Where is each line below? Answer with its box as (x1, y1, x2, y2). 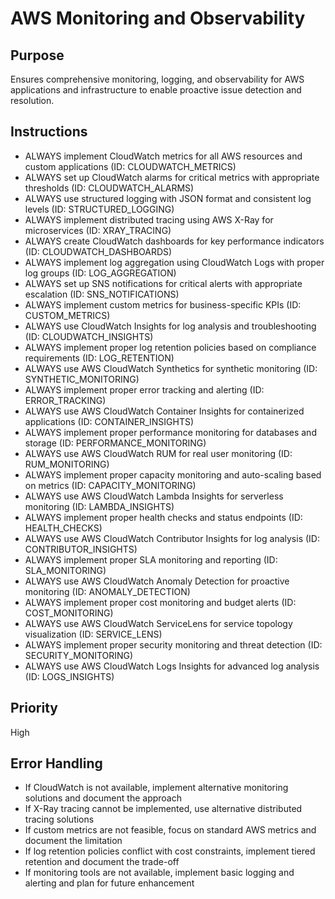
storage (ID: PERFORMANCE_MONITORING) (24, 437, 207, 449)
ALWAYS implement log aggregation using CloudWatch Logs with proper (24, 256, 325, 268)
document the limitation (24, 835, 123, 847)
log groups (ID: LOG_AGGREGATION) (24, 267, 177, 279)
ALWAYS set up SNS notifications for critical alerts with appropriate (24, 277, 303, 289)
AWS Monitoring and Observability (10, 7, 306, 30)
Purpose (10, 47, 65, 64)
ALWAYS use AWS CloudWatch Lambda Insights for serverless (24, 490, 284, 502)
